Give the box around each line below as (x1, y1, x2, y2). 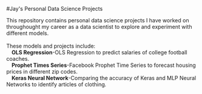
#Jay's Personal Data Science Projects (6, 5, 103, 12)
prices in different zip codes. (6, 68, 78, 75)
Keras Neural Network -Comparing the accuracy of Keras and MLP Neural (11, 75, 197, 81)
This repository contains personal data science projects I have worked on (6, 17, 189, 23)
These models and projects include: (6, 42, 96, 49)
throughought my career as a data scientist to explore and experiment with (6, 23, 192, 30)
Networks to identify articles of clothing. (6, 81, 107, 88)
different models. (6, 30, 49, 37)
